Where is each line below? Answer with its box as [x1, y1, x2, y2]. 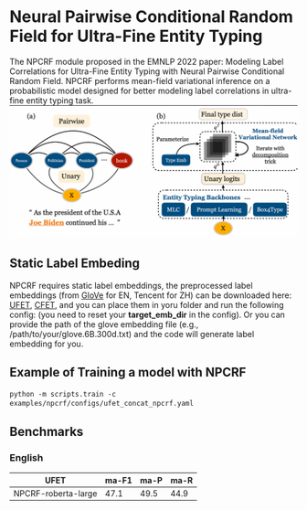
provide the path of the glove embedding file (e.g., [9, 318, 199, 330]
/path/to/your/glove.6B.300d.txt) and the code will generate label [9, 328, 255, 339]
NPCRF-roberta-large [13, 487, 98, 499]
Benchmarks [9, 423, 84, 440]
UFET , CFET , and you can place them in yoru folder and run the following [9, 299, 285, 310]
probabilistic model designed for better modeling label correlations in [9, 85, 270, 96]
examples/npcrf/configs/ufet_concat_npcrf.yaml [9, 399, 195, 409]
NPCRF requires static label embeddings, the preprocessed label [9, 280, 253, 291]
